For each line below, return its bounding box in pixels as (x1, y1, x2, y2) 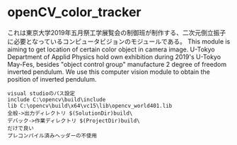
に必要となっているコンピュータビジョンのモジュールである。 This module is (7, 37, 231, 46)
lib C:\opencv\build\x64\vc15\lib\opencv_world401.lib (7, 102, 173, 109)
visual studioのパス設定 (7, 89, 76, 97)
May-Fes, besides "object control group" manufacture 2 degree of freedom (7, 60, 227, 68)
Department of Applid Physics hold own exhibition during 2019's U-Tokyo (7, 52, 221, 61)
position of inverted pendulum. (7, 75, 97, 83)
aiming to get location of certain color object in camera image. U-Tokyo (7, 45, 215, 53)
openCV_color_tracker (7, 4, 141, 20)
